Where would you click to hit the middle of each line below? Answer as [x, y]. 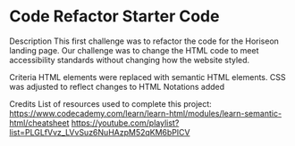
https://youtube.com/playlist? [125, 123]
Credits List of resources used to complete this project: [110, 103]
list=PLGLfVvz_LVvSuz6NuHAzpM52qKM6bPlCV [100, 132]
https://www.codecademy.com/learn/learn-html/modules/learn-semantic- [146, 113]
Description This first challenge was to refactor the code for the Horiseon [144, 41]
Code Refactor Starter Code [114, 16]
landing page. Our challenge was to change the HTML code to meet [134, 50]
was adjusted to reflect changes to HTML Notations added [117, 86]
